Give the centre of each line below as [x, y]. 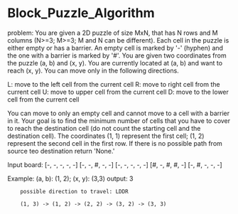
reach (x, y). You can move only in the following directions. [93, 70]
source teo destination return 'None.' [61, 151]
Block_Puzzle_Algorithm [81, 13]
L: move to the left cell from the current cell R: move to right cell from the [114, 84]
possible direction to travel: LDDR [75, 191]
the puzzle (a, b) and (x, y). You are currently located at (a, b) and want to [115, 63]
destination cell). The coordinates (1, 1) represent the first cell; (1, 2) [106, 136]
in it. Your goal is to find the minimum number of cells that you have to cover [119, 121]
